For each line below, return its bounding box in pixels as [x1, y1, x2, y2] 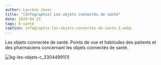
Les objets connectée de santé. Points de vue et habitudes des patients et [5, 39, 157, 45]
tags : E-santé [5, 21, 35, 26]
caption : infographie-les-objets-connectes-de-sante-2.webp [5, 26, 132, 31]
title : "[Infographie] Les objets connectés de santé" [5, 12, 121, 17]
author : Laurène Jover [5, 7, 52, 12]
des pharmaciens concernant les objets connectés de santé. [5, 45, 129, 51]
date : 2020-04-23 [5, 16, 41, 21]
